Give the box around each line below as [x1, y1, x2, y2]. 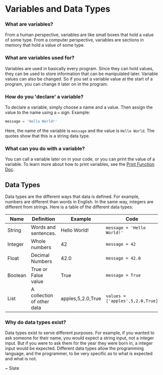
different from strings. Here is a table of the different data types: [5, 204, 133, 210]
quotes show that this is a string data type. [5, 133, 90, 138]
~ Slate [5, 365, 19, 371]
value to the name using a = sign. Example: [5, 110, 91, 116]
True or [31, 266, 48, 273]
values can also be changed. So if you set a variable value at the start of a [5, 76, 153, 81]
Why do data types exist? [5, 318, 66, 325]
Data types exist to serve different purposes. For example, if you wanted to [5, 330, 155, 336]
